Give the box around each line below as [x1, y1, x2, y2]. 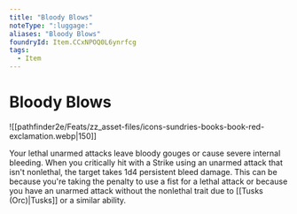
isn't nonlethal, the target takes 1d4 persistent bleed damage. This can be [9, 166, 277, 177]
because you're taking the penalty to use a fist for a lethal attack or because [9, 176, 288, 187]
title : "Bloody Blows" [9, 12, 93, 22]
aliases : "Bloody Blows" [9, 29, 101, 38]
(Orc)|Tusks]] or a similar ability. [9, 195, 127, 205]
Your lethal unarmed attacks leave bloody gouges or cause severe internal [9, 148, 281, 158]
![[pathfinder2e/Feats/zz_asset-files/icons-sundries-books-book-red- [9, 121, 265, 132]
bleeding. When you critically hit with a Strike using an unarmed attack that [9, 157, 284, 168]
